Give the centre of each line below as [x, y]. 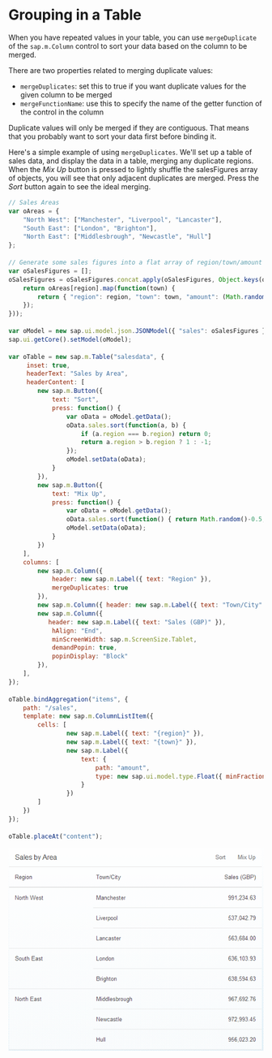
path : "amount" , [123, 768]
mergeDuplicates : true [90, 588]
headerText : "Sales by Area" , [77, 374]
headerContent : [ [55, 382]
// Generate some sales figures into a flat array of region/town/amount [136, 263]
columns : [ [41, 562]
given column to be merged [66, 94]
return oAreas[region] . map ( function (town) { [99, 288]
